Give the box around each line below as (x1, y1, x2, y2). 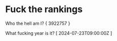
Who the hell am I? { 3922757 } (5, 20, 70, 26)
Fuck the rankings (5, 4, 83, 15)
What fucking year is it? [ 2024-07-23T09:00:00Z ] (5, 30, 112, 36)
